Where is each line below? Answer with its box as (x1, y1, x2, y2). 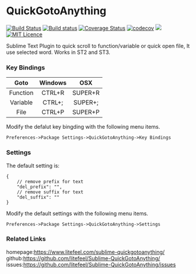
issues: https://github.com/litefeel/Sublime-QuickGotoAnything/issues (6, 261, 176, 268)
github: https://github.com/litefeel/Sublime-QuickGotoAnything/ (6, 254, 160, 262)
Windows (39, 79, 67, 87)
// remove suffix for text (17, 189, 84, 195)
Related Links (6, 235, 46, 243)
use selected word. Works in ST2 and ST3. (6, 49, 111, 56)
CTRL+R (41, 89, 65, 97)
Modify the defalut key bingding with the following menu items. (6, 123, 160, 130)
